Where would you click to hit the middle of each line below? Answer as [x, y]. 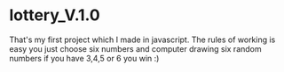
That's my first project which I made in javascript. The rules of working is [142, 40]
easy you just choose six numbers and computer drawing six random [135, 48]
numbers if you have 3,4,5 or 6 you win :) [84, 58]
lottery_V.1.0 [55, 15]
